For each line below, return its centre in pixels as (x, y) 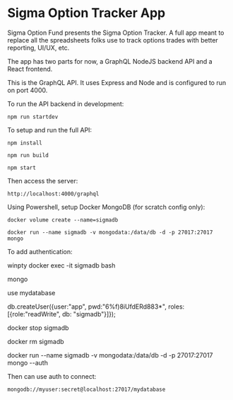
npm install (25, 143)
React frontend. (30, 69)
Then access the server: (43, 181)
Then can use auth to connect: (52, 376)
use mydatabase (31, 292)
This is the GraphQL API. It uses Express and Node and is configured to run (117, 82)
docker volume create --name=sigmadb (63, 220)
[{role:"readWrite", (34, 314)
